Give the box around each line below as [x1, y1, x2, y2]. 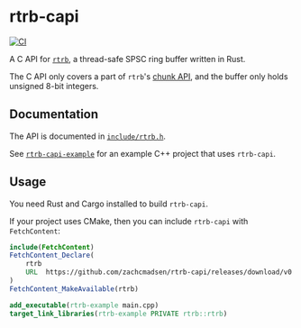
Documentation [9, 106, 99, 123]
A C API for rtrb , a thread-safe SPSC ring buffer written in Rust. [9, 53, 246, 64]
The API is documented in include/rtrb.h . [9, 131, 167, 141]
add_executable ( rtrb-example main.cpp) [9, 300, 160, 310]
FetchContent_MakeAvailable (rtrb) [9, 284, 140, 294]
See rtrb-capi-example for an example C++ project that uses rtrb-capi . [9, 148, 277, 159]
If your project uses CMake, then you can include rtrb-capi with [9, 215, 249, 226]
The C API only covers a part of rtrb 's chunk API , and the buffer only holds [9, 70, 288, 82]
